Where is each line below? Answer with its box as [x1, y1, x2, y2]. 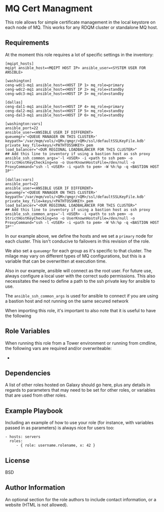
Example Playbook [5, 406, 63, 415]
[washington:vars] [5, 121, 43, 126]
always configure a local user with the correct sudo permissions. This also [5, 273, 156, 279]
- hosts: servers [5, 434, 41, 439]
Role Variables [5, 327, 50, 335]
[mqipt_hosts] [5, 61, 34, 66]
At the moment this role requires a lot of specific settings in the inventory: [5, 52, 154, 57]
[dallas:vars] [5, 177, 34, 182]
